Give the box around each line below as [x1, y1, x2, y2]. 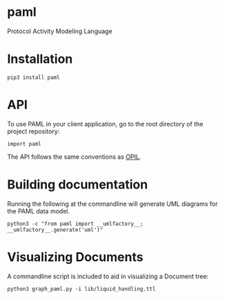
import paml [7, 140, 41, 147]
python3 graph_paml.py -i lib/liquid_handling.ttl [7, 285, 156, 292]
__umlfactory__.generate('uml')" [7, 226, 104, 233]
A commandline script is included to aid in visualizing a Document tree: [7, 272, 209, 280]
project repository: [7, 127, 60, 135]
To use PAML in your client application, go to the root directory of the [7, 119, 204, 128]
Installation [7, 51, 73, 67]
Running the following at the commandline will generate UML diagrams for [7, 200, 218, 208]
